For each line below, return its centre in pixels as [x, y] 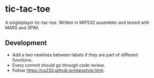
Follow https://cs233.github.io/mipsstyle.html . [58, 70]
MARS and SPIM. [22, 27]
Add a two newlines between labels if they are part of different [75, 55]
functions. [22, 60]
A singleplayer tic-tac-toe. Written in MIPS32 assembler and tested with [77, 22]
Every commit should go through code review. [58, 65]
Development [26, 43]
